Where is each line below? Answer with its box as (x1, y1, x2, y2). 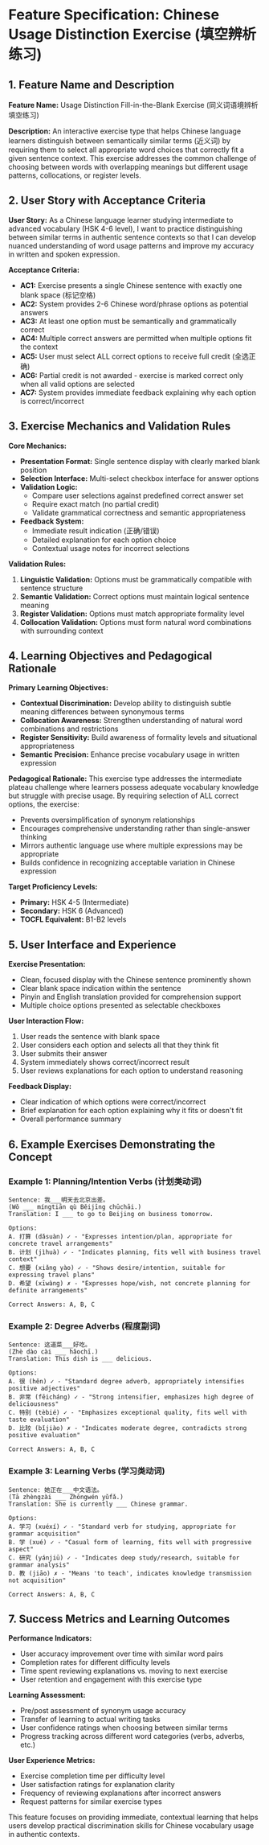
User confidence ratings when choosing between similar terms (19, 1723, 229, 1732)
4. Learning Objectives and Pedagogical (8, 649, 213, 663)
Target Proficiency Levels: (8, 882, 98, 892)
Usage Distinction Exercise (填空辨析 (8, 26, 257, 43)
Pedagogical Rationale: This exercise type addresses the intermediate (8, 774, 243, 783)
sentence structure (19, 583, 84, 593)
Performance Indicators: (8, 1633, 92, 1643)
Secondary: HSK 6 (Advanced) (19, 906, 124, 916)
